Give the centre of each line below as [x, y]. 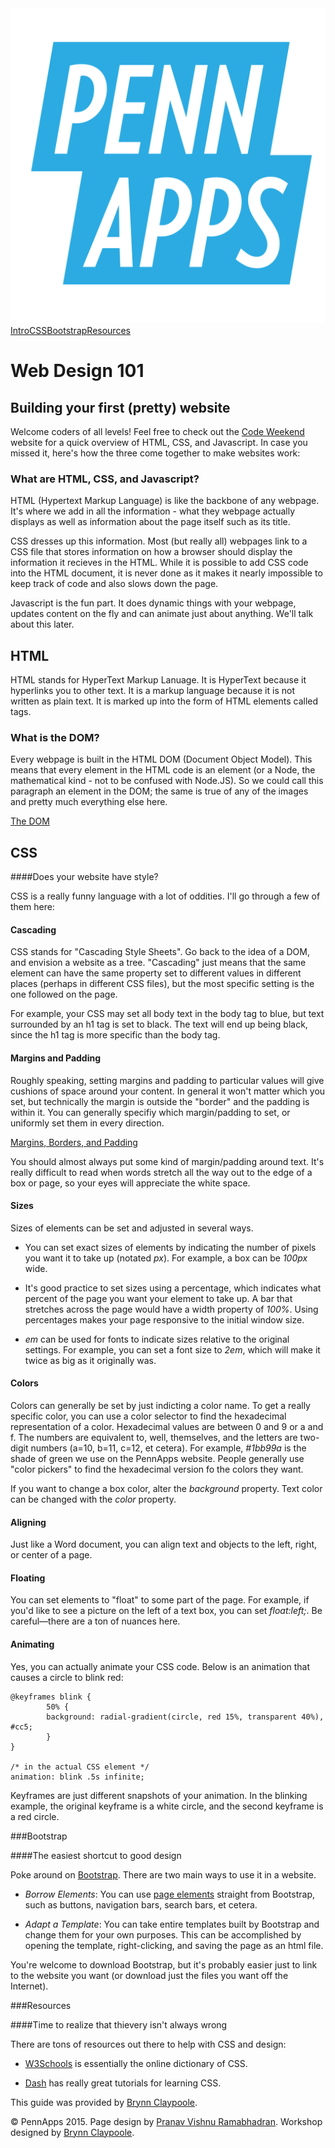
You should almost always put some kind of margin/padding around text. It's [167, 1161]
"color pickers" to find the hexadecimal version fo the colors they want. [157, 1469]
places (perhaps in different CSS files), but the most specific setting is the [162, 984]
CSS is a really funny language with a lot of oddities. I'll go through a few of [165, 896]
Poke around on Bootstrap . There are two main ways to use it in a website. [163, 1874]
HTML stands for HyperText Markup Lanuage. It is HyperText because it [158, 680]
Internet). [29, 1986]
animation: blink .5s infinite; [77, 1777]
